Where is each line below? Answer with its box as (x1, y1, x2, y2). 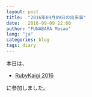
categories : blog (6, 37, 50, 43)
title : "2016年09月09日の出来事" (6, 14, 87, 20)
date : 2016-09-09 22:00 (6, 20, 71, 26)
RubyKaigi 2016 (14, 72, 54, 79)
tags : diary (6, 43, 36, 49)
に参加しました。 (6, 84, 49, 91)
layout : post (6, 8, 39, 15)
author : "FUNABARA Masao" (6, 25, 71, 32)
